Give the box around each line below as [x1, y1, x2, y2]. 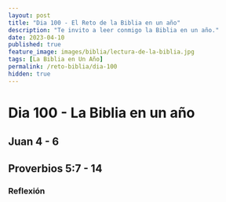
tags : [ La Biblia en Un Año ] [8, 56, 104, 64]
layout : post [8, 11, 51, 20]
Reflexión [8, 185, 46, 196]
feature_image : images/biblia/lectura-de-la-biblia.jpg [8, 48, 195, 56]
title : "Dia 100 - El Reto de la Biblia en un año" [8, 19, 180, 27]
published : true [8, 41, 61, 49]
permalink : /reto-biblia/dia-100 [8, 63, 118, 71]
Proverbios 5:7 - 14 [8, 162, 103, 175]
